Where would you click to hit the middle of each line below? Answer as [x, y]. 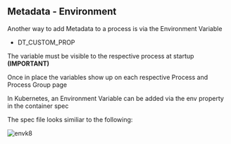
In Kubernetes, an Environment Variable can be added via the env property [115, 98]
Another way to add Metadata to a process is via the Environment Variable [115, 28]
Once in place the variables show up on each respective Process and [108, 77]
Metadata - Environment [62, 12]
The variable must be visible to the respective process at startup [101, 56]
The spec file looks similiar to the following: [70, 119]
